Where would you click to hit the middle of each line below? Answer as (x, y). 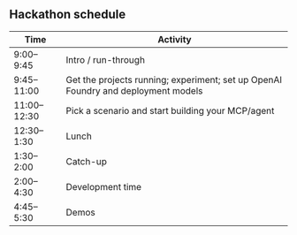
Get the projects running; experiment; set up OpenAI (174, 80)
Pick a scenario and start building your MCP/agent (170, 110)
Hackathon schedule (68, 15)
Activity (175, 39)
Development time (104, 186)
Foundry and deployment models (134, 90)
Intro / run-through (106, 59)
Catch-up (87, 161)
